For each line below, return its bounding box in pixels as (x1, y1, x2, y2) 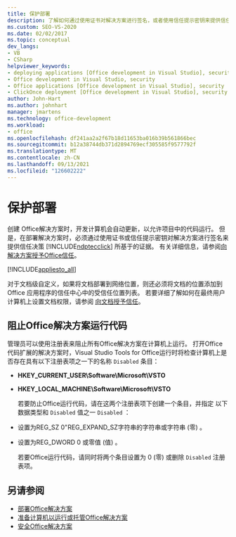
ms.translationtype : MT (7, 148, 77, 155)
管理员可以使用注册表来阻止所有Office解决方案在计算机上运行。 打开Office (7, 339, 223, 348)
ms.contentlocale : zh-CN (7, 154, 80, 162)
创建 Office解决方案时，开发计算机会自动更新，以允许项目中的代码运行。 (7, 225, 218, 233)
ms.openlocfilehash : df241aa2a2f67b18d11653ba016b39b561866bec (7, 134, 197, 141)
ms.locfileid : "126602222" (7, 167, 86, 175)
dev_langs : (7, 43, 39, 50)
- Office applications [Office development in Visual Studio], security (7, 82, 225, 89)
